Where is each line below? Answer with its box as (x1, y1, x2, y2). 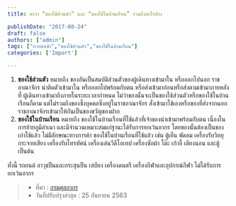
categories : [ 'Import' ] (7, 50, 78, 57)
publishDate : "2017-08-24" (7, 23, 87, 30)
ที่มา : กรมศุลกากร (35, 183, 78, 191)
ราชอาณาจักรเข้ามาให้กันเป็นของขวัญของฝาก (17, 107, 120, 115)
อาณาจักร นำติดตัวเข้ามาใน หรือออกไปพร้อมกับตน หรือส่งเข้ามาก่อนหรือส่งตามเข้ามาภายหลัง (17, 83, 230, 91)
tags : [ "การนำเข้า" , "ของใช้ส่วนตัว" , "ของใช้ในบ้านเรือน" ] (7, 43, 138, 50)
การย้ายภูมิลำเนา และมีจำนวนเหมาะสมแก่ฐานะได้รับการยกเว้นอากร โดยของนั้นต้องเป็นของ (17, 123, 225, 131)
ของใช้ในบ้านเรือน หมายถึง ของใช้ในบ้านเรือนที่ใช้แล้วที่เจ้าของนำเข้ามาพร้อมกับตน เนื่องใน (17, 115, 225, 123)
